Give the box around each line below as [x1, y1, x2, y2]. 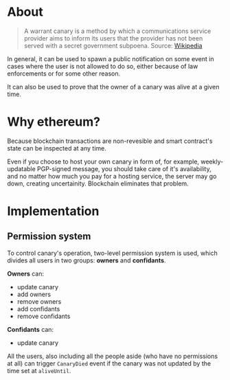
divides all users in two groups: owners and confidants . [7, 256, 166, 265]
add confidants [16, 304, 60, 313]
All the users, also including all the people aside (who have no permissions [7, 352, 218, 360]
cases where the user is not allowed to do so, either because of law [7, 62, 198, 70]
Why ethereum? [7, 114, 101, 130]
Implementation [7, 203, 100, 219]
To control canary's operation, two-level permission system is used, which [7, 249, 218, 257]
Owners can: [7, 269, 45, 278]
